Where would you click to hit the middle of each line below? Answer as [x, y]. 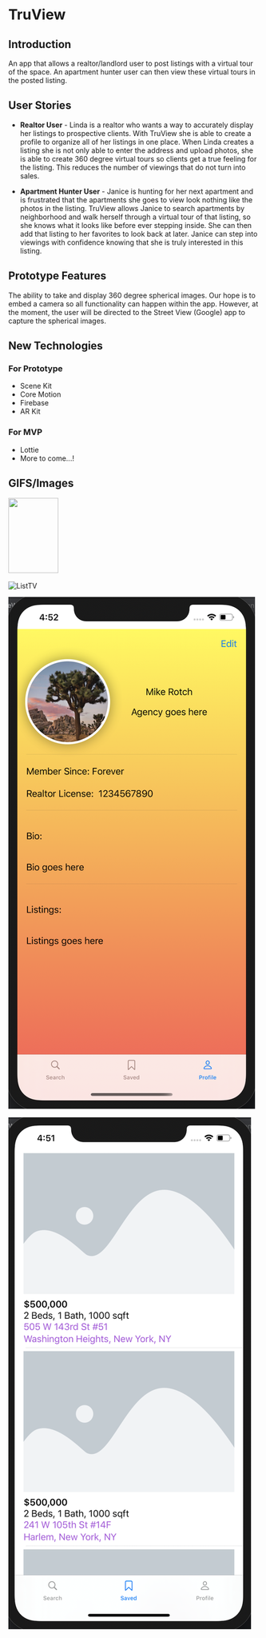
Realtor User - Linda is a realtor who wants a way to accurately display [137, 125]
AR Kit [30, 411]
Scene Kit [36, 386]
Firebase [34, 403]
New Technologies [56, 346]
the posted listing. [38, 80]
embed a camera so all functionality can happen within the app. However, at [133, 304]
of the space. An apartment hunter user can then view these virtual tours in [132, 72]
